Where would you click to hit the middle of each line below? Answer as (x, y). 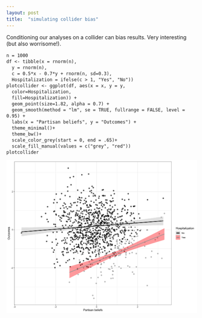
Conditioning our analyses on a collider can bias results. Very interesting (96, 37)
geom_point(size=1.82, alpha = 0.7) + (61, 104)
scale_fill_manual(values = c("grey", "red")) (71, 146)
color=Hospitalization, (41, 92)
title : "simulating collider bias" (52, 19)
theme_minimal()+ (34, 128)
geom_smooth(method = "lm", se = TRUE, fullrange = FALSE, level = (99, 110)
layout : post (23, 13)
